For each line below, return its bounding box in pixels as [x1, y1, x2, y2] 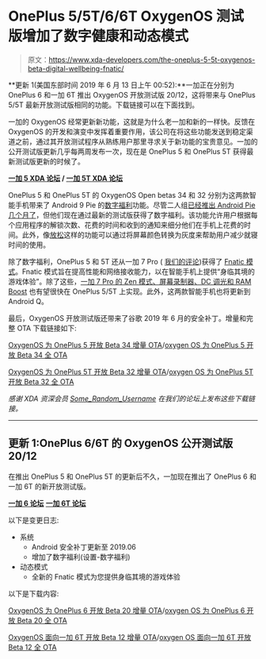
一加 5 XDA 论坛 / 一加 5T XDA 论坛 [8, 173, 123, 183]
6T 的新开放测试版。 [23, 481, 91, 491]
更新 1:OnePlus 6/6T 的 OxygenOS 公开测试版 [8, 437, 234, 450]
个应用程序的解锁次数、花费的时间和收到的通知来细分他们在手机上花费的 [8, 220, 244, 229]
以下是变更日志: [8, 515, 59, 525]
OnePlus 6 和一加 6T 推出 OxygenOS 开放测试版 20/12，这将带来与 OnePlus [8, 90, 256, 99]
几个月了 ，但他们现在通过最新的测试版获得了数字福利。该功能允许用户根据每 [8, 210, 258, 219]
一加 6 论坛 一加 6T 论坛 [8, 498, 86, 508]
